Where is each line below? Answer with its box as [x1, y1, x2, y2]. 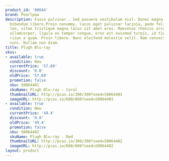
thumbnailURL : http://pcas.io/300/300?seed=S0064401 [10, 92, 123, 97]
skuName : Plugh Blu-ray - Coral [10, 87, 78, 92]
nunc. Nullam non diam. [10, 40, 59, 45]
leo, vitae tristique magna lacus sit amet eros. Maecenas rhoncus [10, 26, 154, 31]
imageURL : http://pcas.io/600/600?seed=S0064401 [10, 96, 114, 101]
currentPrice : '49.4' [10, 111, 55, 116]
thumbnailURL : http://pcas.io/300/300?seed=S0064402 [10, 139, 123, 144]
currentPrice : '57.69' [10, 64, 57, 69]
